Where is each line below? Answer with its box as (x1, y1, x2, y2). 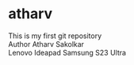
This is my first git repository (8, 31, 102, 40)
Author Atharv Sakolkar (8, 39, 85, 48)
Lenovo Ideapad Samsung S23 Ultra (8, 48, 127, 57)
